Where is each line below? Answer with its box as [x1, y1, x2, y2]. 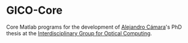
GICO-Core [6, 4, 63, 17]
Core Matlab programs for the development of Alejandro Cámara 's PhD [6, 23, 182, 30]
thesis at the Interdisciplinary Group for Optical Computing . [6, 29, 152, 36]
